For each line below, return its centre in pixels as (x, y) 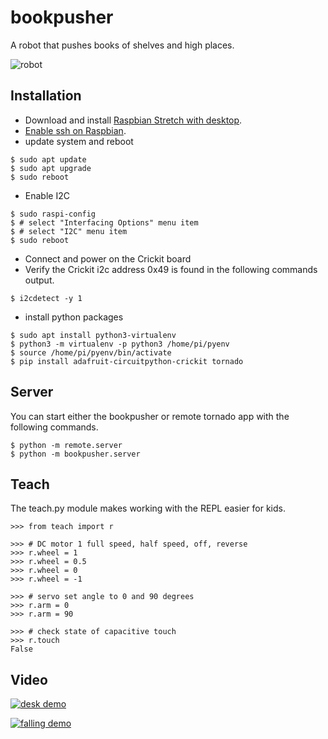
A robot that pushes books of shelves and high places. (122, 45)
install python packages (74, 317)
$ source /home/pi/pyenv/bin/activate (91, 352)
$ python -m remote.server (66, 445)
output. (39, 280)
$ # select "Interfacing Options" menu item (104, 222)
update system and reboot (79, 141)
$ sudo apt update (48, 159)
